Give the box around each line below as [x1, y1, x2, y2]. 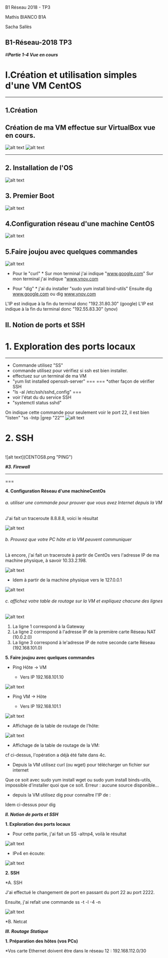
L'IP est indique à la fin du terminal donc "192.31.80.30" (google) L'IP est [5, 301, 153, 307]
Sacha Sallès [5, 24, 32, 30]
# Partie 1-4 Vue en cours [5, 51, 58, 57]
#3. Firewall [5, 464, 30, 470]
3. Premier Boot [5, 192, 54, 200]
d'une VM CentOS [5, 80, 81, 91]
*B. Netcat [5, 919, 27, 925]
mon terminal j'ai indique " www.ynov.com [12, 276, 98, 282]
